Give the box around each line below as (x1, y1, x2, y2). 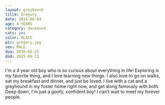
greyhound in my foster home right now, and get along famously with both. (5, 83, 159, 89)
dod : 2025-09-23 (5, 53, 39, 59)
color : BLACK (5, 35, 33, 40)
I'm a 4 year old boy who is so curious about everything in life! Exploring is (5, 67, 159, 73)
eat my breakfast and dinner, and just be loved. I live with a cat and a (5, 78, 147, 84)
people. (5, 94, 21, 100)
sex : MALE (5, 44, 26, 49)
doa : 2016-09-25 (5, 49, 39, 54)
